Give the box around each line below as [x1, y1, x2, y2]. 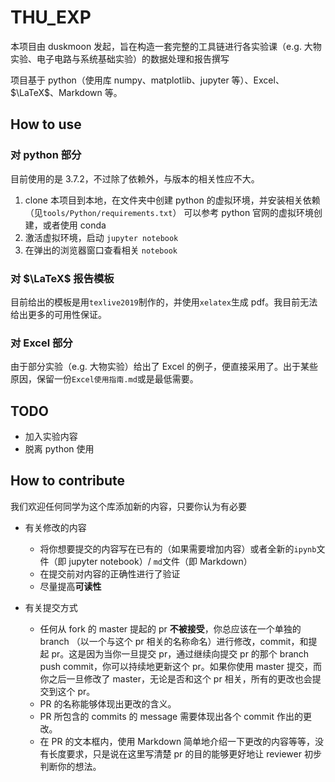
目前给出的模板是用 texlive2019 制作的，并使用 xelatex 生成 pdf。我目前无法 [10, 296, 318, 308]
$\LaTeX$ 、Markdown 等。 [10, 86, 123, 98]
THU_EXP [10, 6, 92, 29]
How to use [10, 116, 82, 133]
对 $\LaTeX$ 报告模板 [10, 271, 115, 285]
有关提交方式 [24, 601, 78, 613]
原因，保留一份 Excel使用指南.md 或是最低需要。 [10, 373, 199, 385]
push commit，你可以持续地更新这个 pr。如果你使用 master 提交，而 [39, 660, 322, 672]
